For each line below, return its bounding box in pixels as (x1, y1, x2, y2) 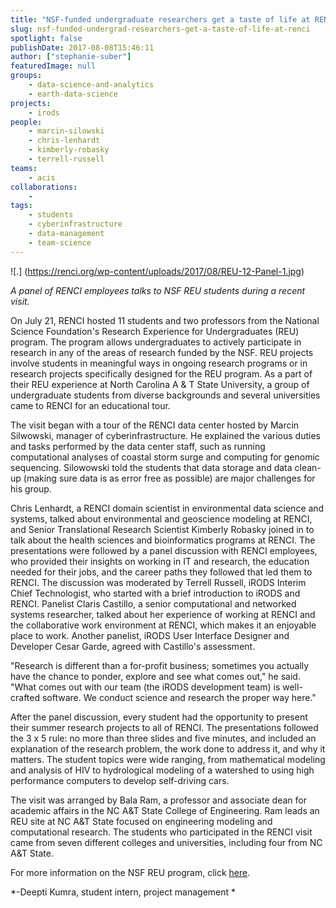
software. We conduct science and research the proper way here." (41, 691, 317, 703)
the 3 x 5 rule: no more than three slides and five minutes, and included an (10, 732, 317, 744)
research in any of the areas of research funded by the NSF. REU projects (10, 346, 314, 358)
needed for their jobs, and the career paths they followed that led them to (10, 566, 313, 578)
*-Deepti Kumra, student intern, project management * (10, 886, 237, 898)
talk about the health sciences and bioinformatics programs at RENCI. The (10, 534, 316, 546)
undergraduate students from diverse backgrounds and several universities (10, 389, 321, 401)
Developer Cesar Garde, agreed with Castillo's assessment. (10, 640, 256, 652)
